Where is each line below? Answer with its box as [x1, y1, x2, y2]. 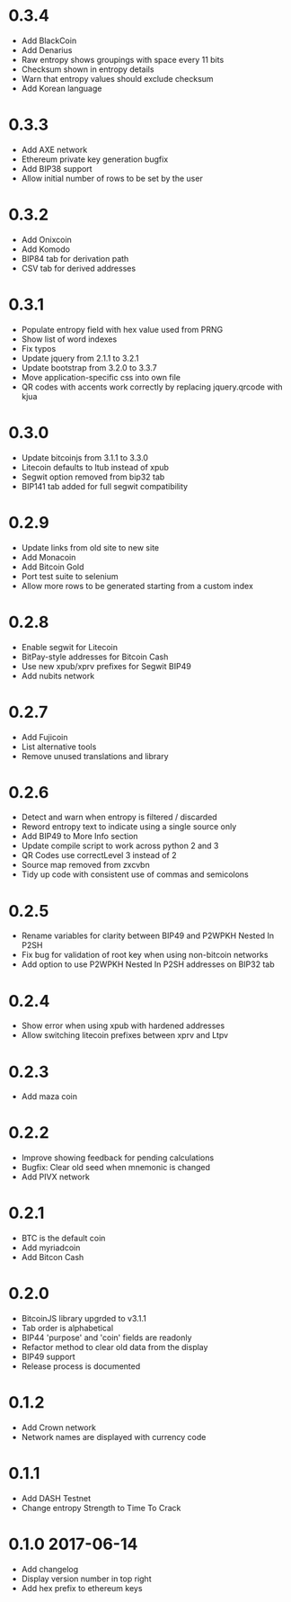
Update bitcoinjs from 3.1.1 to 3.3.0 [21, 452, 149, 463]
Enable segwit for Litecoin [21, 641, 119, 652]
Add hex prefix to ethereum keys [21, 1582, 143, 1593]
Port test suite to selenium [21, 570, 119, 581]
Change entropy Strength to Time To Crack [21, 1502, 181, 1513]
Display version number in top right [21, 1573, 152, 1584]
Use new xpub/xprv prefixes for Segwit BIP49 [21, 660, 192, 671]
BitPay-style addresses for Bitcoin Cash [21, 651, 169, 662]
